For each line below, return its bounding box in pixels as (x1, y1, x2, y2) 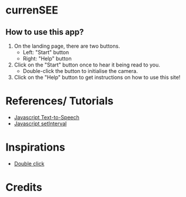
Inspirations (5, 141, 65, 154)
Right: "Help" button (22, 55, 72, 62)
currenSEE (5, 4, 58, 17)
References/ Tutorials (5, 95, 114, 108)
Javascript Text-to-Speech (14, 113, 80, 121)
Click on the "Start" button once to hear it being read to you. (14, 61, 160, 68)
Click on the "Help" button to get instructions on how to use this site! (14, 74, 181, 81)
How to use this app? (5, 27, 84, 37)
